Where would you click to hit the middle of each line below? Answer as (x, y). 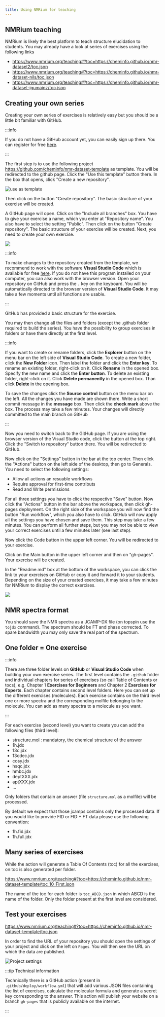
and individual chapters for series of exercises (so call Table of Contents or (81, 680)
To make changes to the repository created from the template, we (72, 263)
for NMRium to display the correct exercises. (50, 585)
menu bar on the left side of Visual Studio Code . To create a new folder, (78, 358)
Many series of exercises (44, 852)
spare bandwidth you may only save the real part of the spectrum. (72, 632)
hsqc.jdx (21, 766)
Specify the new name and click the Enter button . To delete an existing (77, 373)
